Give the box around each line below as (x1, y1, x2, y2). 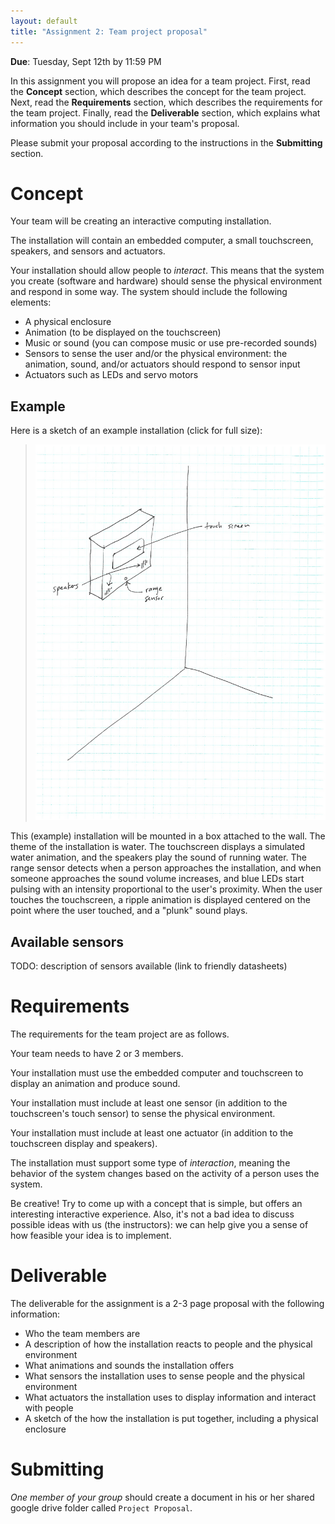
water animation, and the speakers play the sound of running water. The (10, 851, 308, 864)
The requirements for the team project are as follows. (10, 1028, 230, 1040)
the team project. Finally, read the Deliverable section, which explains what (10, 106, 321, 119)
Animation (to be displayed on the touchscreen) (24, 326, 222, 339)
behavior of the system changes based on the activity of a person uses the (10, 1167, 320, 1179)
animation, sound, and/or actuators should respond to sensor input (24, 358, 301, 370)
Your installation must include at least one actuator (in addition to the (10, 1126, 294, 1139)
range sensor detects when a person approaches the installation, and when (10, 862, 322, 874)
